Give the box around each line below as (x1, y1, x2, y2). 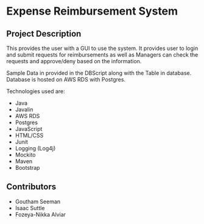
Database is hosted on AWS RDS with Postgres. (6, 76, 126, 83)
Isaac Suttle (15, 204, 45, 211)
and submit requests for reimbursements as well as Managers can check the (6, 51, 199, 58)
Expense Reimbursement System (6, 4, 178, 18)
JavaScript (15, 125, 43, 132)
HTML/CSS (15, 132, 44, 139)
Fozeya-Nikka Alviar (15, 211, 66, 218)
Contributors (6, 181, 57, 192)
